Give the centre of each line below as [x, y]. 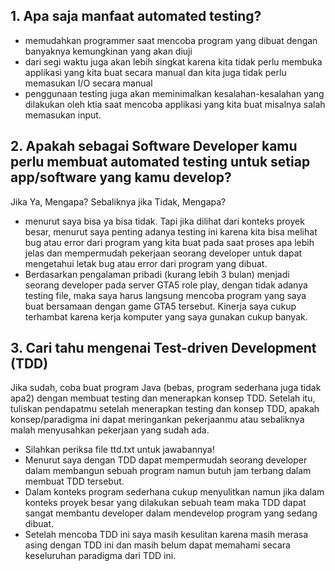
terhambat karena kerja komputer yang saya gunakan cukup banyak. [166, 316]
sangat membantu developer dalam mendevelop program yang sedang [171, 513]
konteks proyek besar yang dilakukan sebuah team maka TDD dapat [165, 503]
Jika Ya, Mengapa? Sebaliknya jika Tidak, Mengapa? [118, 201]
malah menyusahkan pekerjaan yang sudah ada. [110, 430]
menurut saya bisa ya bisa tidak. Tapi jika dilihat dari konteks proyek [164, 221]
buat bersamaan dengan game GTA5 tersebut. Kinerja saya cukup [160, 306]
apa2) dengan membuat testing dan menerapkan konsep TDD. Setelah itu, [163, 398]
